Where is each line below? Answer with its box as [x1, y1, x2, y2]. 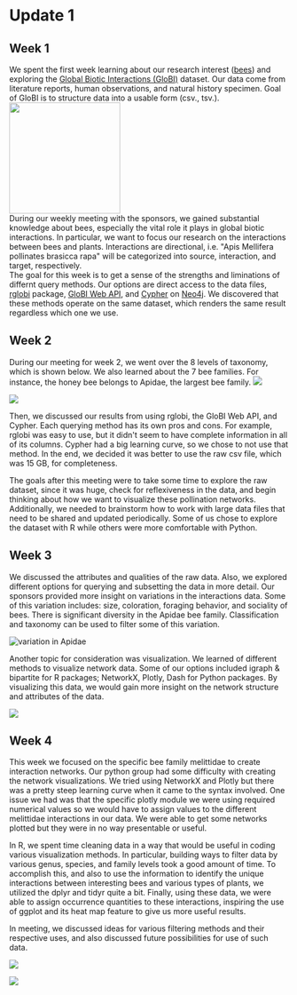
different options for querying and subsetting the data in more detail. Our [9, 581, 275, 592]
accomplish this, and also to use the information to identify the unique [9, 868, 264, 880]
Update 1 [9, 5, 75, 26]
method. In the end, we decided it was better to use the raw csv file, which [9, 448, 282, 458]
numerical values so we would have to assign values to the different [9, 804, 257, 815]
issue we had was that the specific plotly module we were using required [9, 794, 276, 805]
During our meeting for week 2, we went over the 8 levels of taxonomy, [9, 356, 269, 367]
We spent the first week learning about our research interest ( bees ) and [9, 64, 271, 75]
